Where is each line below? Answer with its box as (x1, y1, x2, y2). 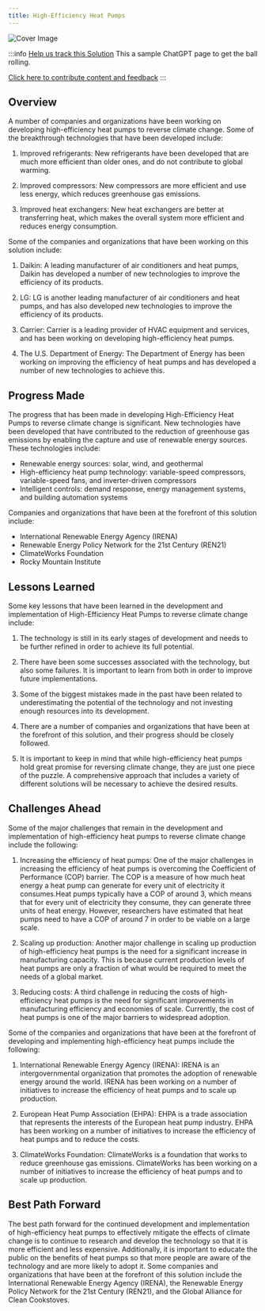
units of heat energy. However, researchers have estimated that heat (19, 906, 244, 915)
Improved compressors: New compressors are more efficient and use (19, 181, 247, 190)
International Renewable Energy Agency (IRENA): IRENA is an (19, 1060, 220, 1069)
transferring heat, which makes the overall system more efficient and (19, 213, 244, 223)
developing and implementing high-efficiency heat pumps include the (8, 1036, 235, 1045)
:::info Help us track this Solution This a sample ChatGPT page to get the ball (8, 48, 258, 58)
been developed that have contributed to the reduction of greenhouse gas (8, 427, 250, 436)
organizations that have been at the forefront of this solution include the (8, 1270, 243, 1279)
